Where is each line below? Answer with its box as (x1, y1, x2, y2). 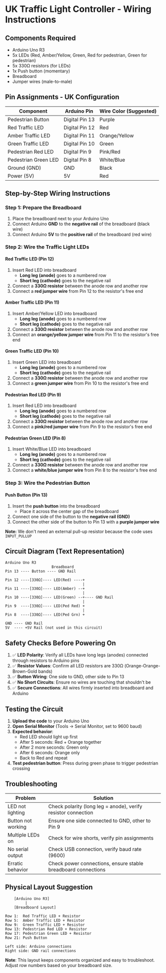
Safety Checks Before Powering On (5, 639, 116, 647)
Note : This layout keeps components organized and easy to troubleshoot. (5, 957, 155, 963)
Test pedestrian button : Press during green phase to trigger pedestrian (12, 760, 159, 766)
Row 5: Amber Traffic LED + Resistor (5, 918, 85, 923)
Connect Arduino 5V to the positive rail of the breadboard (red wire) (12, 231, 152, 237)
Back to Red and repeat (19, 755, 68, 761)
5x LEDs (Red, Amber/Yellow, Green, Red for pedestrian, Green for (12, 52, 147, 58)
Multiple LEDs (7, 831, 40, 838)
